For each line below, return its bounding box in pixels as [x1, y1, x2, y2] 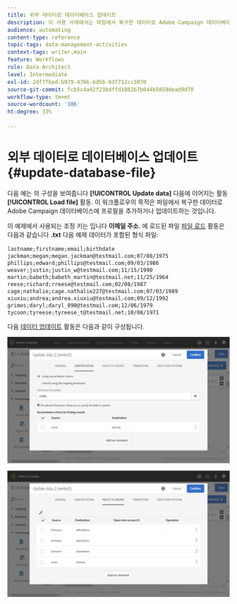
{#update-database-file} [7, 165, 157, 181]
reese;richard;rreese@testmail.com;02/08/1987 [7, 280, 147, 288]
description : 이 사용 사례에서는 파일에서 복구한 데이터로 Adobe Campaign [7, 18, 204, 26]
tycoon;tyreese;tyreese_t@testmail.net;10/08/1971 [7, 309, 159, 316]
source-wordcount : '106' [7, 101, 80, 108]
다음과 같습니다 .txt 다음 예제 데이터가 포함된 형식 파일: [7, 230, 159, 239]
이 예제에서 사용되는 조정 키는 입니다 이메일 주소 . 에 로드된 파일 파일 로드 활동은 [7, 221, 225, 230]
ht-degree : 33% [7, 108, 52, 116]
